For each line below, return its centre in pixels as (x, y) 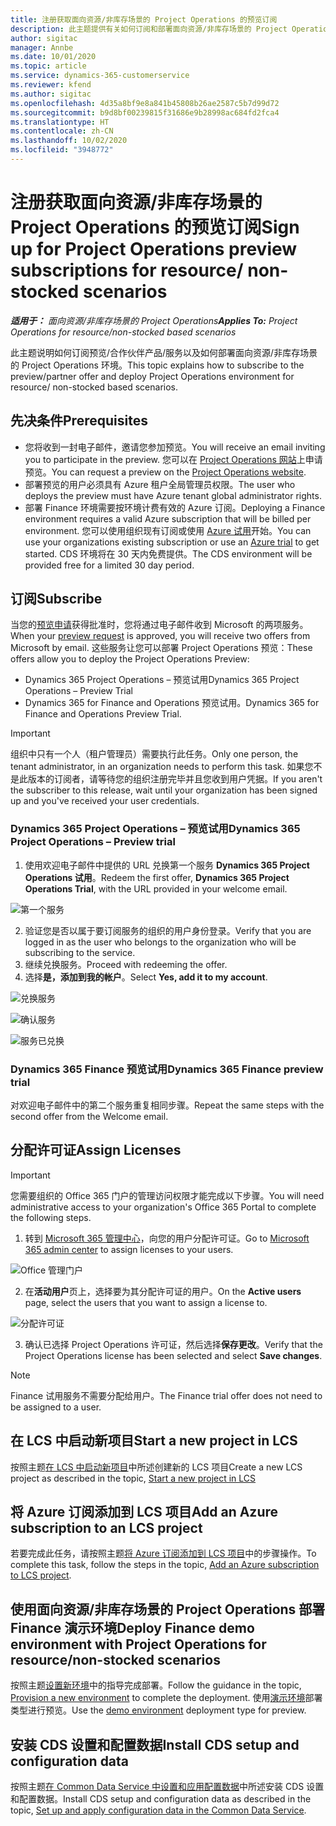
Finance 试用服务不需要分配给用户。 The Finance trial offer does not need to (166, 1395)
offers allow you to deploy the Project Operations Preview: (130, 659)
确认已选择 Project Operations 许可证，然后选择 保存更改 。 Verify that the (173, 1344)
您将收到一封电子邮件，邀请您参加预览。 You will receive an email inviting (175, 447)
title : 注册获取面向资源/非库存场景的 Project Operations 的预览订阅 (144, 19)
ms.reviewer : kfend (51, 85)
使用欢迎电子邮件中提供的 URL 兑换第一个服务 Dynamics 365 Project (167, 865)
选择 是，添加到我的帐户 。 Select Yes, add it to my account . (146, 977)
